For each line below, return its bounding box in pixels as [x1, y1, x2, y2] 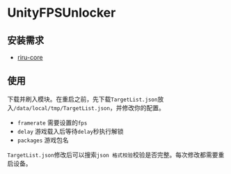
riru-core [17, 54, 43, 61]
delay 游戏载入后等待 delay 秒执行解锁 [17, 127, 124, 135]
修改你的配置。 [121, 103, 165, 112]
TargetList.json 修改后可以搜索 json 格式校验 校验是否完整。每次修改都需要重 [7, 150, 225, 159]
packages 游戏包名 [17, 136, 70, 144]
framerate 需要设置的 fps [17, 118, 88, 127]
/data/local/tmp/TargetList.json [13, 104, 110, 112]
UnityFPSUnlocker [7, 5, 116, 21]
